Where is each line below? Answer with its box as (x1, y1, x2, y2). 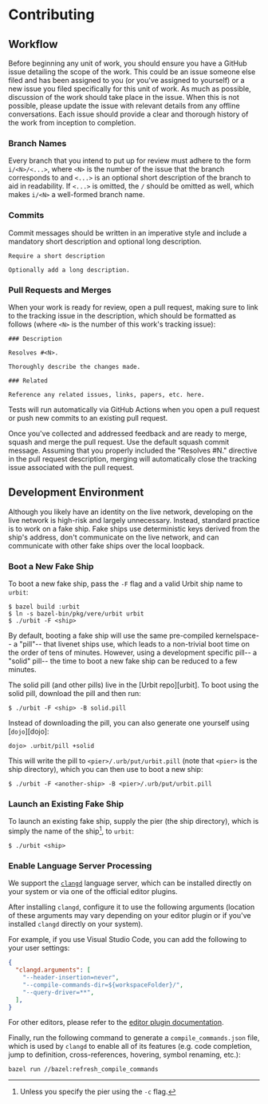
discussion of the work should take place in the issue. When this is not (8, 93, 239, 101)
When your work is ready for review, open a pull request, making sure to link (8, 302, 259, 312)
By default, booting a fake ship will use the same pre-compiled (8, 631, 214, 640)
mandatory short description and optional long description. (8, 236, 202, 246)
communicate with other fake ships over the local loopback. (8, 540, 205, 550)
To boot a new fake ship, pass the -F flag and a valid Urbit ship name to (8, 579, 243, 588)
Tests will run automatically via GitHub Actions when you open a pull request (8, 405, 260, 414)
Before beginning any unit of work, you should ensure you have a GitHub (8, 58, 247, 68)
